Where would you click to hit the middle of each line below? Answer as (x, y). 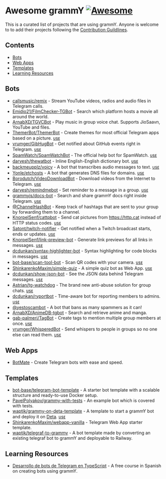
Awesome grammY (45, 11)
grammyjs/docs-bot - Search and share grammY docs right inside (80, 195)
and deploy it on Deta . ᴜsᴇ (39, 417)
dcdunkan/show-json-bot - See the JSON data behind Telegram (78, 274)
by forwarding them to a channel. (46, 212)
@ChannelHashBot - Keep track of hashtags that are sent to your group (85, 207)
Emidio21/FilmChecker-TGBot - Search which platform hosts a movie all (85, 111)
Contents (20, 45)
